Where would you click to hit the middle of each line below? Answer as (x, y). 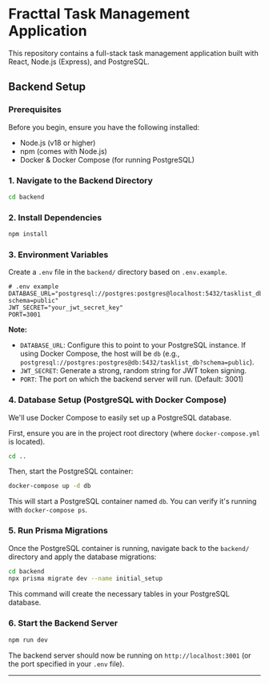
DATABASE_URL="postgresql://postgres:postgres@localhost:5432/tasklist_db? (137, 294)
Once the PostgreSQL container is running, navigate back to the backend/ (129, 548)
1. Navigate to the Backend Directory (81, 180)
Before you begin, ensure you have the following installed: (104, 127)
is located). (27, 441)
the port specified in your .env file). (66, 664)
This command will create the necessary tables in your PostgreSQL (119, 594)
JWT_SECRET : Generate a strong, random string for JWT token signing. (133, 371)
